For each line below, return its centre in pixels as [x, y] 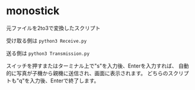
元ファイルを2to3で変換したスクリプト [53, 28]
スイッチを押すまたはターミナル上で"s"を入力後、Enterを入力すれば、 [92, 66]
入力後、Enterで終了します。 [64, 81]
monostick [33, 11]
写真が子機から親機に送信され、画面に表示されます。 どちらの [92, 73]
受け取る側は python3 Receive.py [47, 40]
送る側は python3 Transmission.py [48, 53]
